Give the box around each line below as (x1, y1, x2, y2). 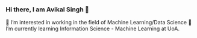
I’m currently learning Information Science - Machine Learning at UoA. (5, 25, 180, 32)
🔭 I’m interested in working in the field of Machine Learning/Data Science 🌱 (5, 19, 192, 26)
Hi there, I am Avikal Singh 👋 (5, 5, 90, 14)
